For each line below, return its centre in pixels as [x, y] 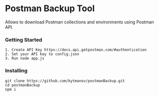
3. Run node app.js [25, 58]
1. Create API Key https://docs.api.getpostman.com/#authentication [76, 50]
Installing [16, 71]
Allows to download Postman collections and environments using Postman [79, 22]
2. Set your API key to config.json [42, 54]
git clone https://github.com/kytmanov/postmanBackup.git [65, 81]
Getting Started [24, 39]
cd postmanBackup [23, 85]
